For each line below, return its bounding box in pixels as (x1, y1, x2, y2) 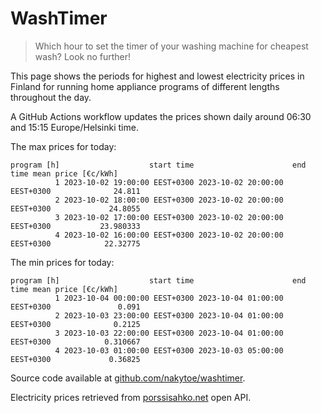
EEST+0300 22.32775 (10, 238, 141, 249)
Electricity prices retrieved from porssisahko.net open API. (10, 391, 252, 403)
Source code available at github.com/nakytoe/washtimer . (10, 372, 246, 384)
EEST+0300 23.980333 (10, 221, 141, 231)
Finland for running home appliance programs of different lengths (10, 80, 280, 92)
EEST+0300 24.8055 (10, 203, 141, 214)
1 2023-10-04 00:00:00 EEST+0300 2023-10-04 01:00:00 (54, 293, 284, 303)
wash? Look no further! (34, 50, 132, 62)
